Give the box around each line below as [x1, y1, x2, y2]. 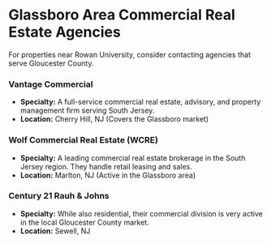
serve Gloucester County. [8, 58, 94, 68]
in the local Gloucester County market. [19, 217, 149, 227]
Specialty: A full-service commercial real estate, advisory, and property [19, 97, 261, 107]
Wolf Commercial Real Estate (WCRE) [8, 135, 158, 146]
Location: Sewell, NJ [19, 225, 91, 236]
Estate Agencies [8, 23, 122, 41]
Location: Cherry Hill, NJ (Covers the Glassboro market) [19, 114, 209, 124]
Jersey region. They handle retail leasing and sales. [19, 161, 193, 171]
